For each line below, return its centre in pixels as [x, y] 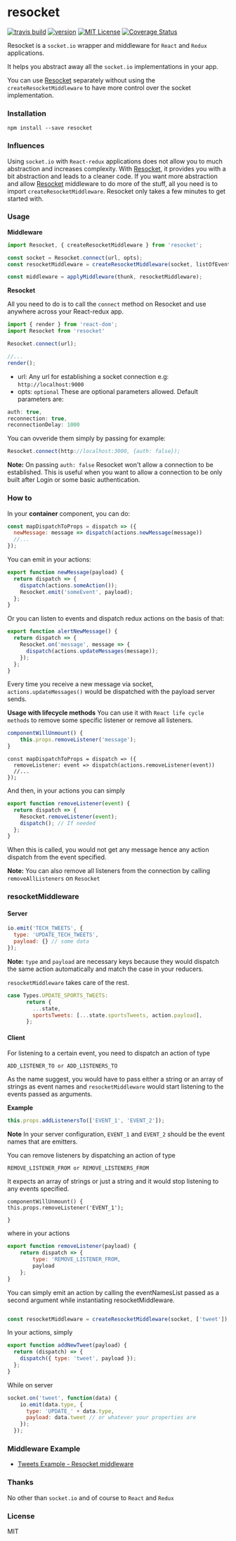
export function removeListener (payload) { [72, 1246]
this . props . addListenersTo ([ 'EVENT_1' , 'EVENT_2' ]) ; [86, 1121]
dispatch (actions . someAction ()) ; [69, 586]
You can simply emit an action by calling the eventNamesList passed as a [113, 1292]
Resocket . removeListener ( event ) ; [69, 817]
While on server [30, 1385]
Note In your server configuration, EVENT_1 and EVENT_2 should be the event [116, 1134]
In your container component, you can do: [69, 513]
